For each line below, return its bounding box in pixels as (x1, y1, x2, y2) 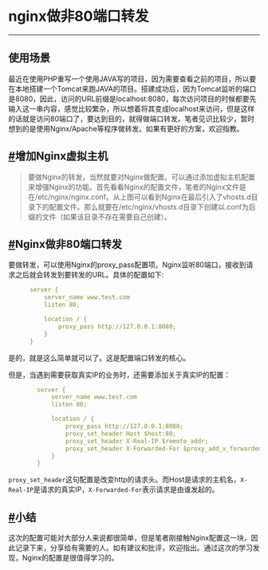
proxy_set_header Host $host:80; (65, 430, 177, 438)
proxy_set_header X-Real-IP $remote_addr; (65, 437, 209, 445)
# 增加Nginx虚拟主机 (8, 149, 108, 163)
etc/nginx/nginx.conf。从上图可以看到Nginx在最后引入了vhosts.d (37, 192, 251, 202)
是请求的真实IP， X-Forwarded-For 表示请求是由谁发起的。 (33, 485, 219, 494)
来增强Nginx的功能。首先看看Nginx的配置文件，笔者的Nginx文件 (27, 182, 240, 191)
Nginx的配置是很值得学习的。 (22, 553, 119, 563)
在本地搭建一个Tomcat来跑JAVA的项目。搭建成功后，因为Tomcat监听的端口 (8, 84, 257, 93)
